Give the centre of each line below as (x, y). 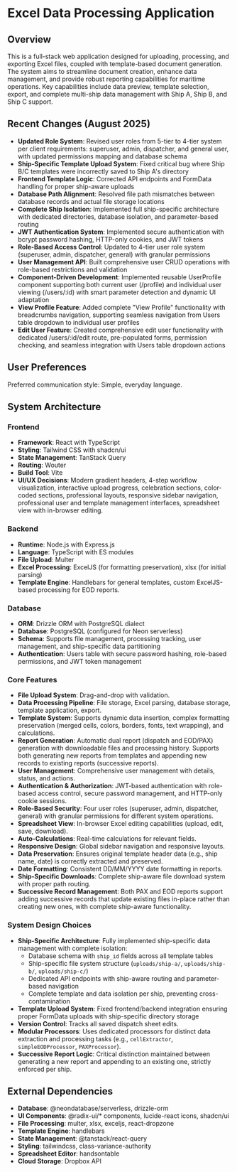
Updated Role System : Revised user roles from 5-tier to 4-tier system (120, 141)
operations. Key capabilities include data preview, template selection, (108, 86)
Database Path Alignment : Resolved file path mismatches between (116, 194)
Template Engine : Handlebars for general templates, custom (106, 582)
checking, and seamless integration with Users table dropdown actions (121, 345)
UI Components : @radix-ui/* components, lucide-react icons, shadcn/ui (123, 1116)
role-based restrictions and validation (72, 269)
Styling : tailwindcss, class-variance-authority (84, 1146)
